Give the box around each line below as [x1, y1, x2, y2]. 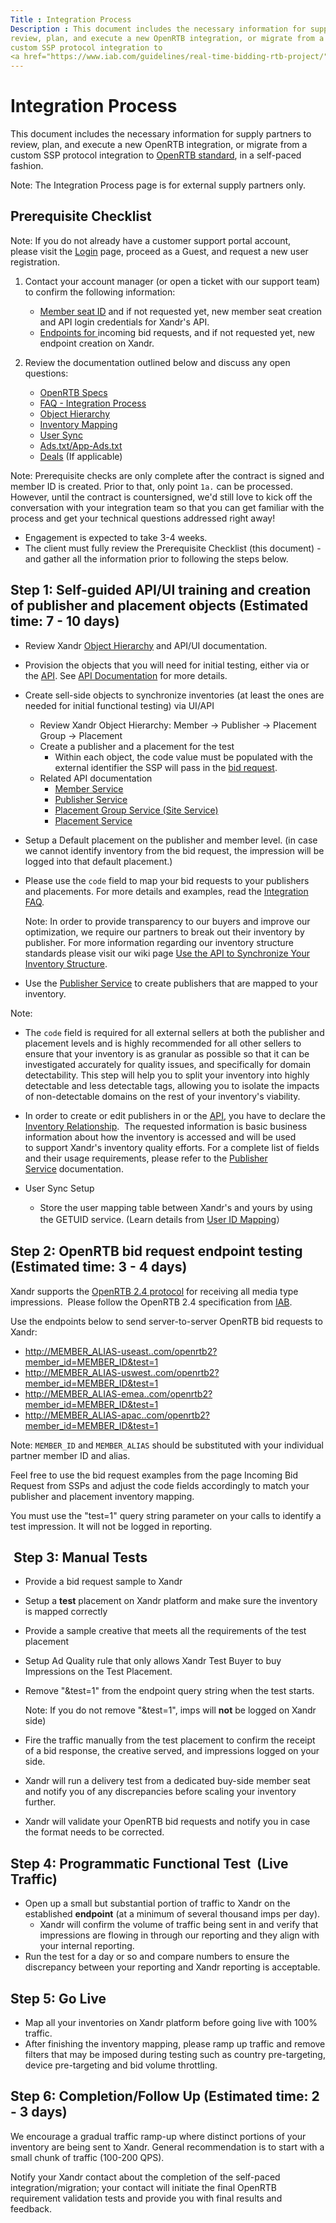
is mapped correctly [24, 1606, 108, 1618]
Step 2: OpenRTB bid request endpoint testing [10, 1243, 303, 1260]
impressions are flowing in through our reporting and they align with [39, 1929, 320, 1941]
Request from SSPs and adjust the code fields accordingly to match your [10, 1479, 310, 1491]
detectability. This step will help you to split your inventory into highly [24, 1069, 310, 1081]
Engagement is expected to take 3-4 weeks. [24, 531, 208, 543]
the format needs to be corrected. [24, 1826, 165, 1838]
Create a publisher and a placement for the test [39, 740, 235, 752]
